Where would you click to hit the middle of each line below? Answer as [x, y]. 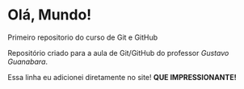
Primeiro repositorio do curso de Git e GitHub [83, 37]
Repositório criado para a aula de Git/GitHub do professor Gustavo [118, 53]
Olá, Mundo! [50, 15]
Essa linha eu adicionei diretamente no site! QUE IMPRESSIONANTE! [122, 77]
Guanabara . [28, 61]
